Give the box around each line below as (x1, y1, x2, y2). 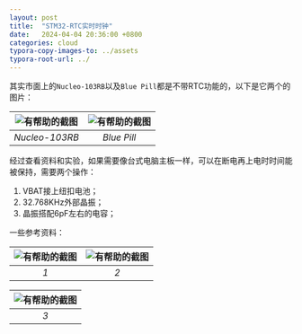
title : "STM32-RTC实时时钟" (9, 22, 113, 31)
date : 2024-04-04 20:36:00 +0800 (9, 30, 143, 39)
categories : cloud (9, 38, 78, 48)
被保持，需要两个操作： (9, 167, 96, 177)
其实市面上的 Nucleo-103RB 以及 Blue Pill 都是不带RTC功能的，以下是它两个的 (9, 81, 291, 91)
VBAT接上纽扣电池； (22, 186, 99, 196)
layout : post (9, 13, 58, 22)
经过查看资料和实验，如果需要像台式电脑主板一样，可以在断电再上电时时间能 (9, 155, 293, 166)
